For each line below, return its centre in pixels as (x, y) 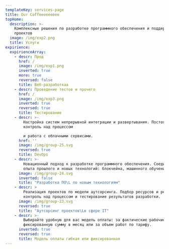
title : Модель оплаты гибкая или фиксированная (69, 239)
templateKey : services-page (35, 10)
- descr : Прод (29, 57)
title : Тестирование (40, 113)
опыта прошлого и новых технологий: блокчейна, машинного (85, 169)
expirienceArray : (28, 52)
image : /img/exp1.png (41, 66)
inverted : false (35, 178)
